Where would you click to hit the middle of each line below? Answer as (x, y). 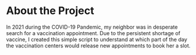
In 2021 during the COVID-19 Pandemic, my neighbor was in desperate (92, 27)
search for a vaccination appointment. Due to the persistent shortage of (93, 33)
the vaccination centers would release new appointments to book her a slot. (98, 46)
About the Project (50, 11)
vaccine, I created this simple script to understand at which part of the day (97, 39)
